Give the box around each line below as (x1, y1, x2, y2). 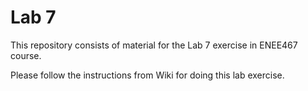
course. (10, 49, 42, 61)
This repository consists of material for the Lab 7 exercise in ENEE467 (10, 39, 298, 51)
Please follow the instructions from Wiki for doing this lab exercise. (10, 69, 285, 81)
